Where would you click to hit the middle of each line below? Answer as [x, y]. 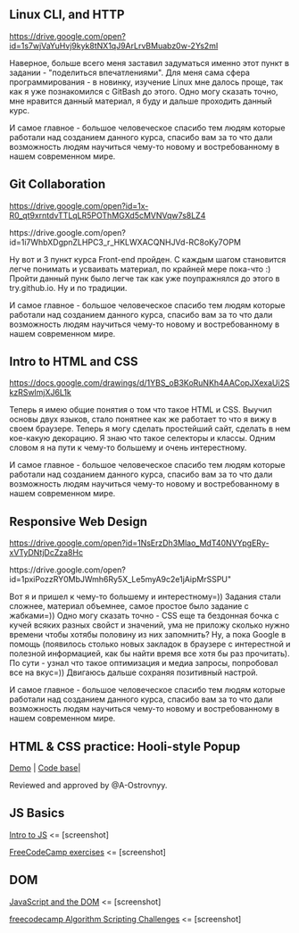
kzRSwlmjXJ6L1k [40, 393]
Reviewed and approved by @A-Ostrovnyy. [88, 786]
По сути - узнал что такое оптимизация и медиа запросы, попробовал [144, 663]
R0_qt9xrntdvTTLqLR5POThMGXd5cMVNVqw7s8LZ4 [108, 215]
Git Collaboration [58, 184]
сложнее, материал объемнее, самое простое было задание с [129, 606]
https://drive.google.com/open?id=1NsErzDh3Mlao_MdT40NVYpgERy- [139, 543]
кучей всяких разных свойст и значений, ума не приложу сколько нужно [149, 625]
